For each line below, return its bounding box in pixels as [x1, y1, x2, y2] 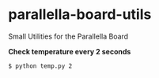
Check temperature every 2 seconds [8, 46, 131, 56]
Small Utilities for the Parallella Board [8, 32, 129, 41]
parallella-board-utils [8, 6, 152, 24]
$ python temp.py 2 [8, 61, 73, 70]
